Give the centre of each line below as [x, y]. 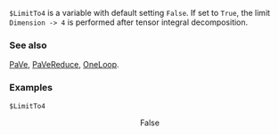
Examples [31, 88]
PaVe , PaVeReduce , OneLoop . [64, 65]
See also [28, 45]
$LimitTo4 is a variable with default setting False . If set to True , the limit [139, 13]
